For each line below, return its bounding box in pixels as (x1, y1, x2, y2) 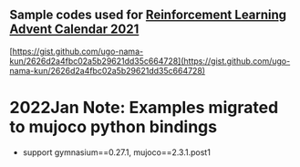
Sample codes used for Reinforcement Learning (9, 7, 287, 23)
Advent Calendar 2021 (9, 22, 140, 37)
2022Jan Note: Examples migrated (9, 98, 279, 118)
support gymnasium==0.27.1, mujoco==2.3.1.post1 (22, 146, 212, 158)
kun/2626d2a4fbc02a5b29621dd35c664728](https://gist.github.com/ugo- (9, 55, 291, 67)
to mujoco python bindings (9, 117, 217, 137)
